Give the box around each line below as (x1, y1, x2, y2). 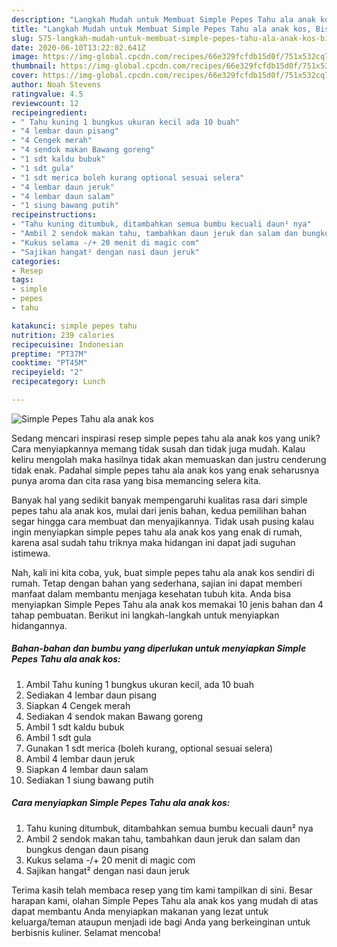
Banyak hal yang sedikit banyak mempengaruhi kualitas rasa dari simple (11, 494, 308, 506)
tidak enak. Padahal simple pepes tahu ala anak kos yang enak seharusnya (11, 464, 320, 476)
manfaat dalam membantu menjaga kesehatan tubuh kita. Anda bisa (11, 587, 292, 600)
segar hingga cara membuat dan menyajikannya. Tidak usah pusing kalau (11, 515, 314, 527)
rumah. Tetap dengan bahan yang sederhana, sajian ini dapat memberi (11, 577, 303, 589)
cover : (11, 71, 39, 81)
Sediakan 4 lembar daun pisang (25, 689, 158, 701)
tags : (11, 275, 34, 285)
